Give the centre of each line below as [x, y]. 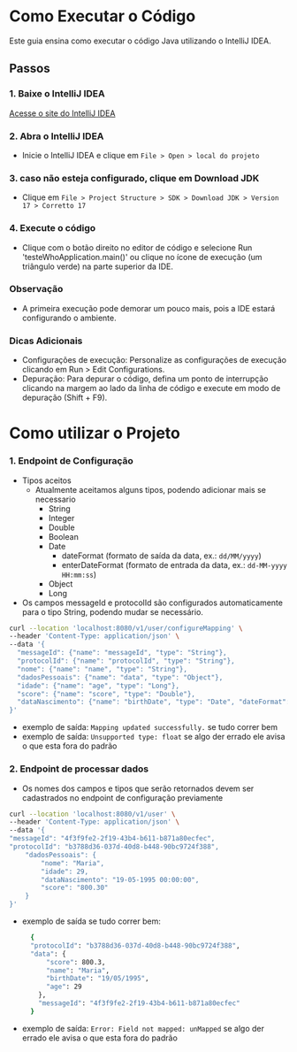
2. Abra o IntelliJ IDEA [57, 136]
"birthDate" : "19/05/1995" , [97, 979]
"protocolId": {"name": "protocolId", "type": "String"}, [126, 661]
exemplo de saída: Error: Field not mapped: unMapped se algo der [143, 1028]
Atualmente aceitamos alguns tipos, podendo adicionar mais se [151, 489]
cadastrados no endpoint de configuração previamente [122, 797]
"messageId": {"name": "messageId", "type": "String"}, [122, 653]
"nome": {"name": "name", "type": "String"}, [103, 669]
